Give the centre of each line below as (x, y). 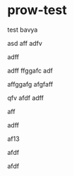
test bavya (23, 30)
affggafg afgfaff (30, 84)
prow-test (37, 10)
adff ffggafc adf (30, 70)
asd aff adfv (25, 43)
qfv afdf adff (26, 98)
